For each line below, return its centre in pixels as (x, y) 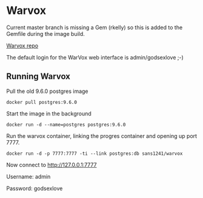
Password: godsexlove (35, 188)
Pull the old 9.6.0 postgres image (48, 91)
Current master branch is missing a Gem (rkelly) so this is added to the (95, 27)
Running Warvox (38, 77)
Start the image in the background (49, 114)
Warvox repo (22, 46)
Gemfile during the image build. (45, 33)
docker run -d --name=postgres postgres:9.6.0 (66, 125)
